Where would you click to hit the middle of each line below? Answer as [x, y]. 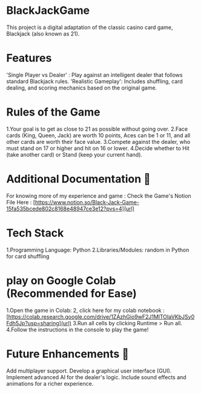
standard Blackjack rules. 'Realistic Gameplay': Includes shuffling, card [94, 81]
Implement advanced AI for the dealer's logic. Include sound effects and [96, 377]
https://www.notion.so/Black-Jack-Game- [87, 202]
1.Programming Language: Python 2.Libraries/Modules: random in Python [98, 250]
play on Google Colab [61, 280]
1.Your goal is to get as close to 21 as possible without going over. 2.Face [97, 129]
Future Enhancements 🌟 [68, 354]
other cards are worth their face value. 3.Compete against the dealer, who [98, 141]
